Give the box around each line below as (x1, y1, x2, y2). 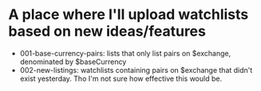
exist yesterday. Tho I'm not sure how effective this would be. (19, 74, 222, 83)
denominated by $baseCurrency (19, 57, 127, 66)
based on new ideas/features (8, 22, 206, 40)
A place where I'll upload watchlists (8, 6, 249, 24)
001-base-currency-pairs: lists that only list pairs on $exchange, (19, 48, 231, 58)
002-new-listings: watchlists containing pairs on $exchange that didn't (19, 65, 253, 74)
